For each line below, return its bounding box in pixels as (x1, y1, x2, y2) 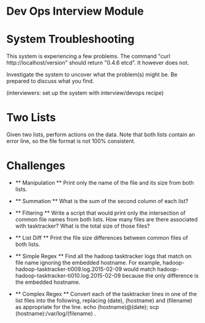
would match (123, 265, 156, 273)
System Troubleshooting (6, 32, 135, 46)
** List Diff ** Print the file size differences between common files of (15, 234, 188, 241)
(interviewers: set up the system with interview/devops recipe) (6, 89, 164, 97)
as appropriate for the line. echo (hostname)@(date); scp (15, 303, 159, 310)
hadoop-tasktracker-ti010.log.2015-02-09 (15, 272, 121, 279)
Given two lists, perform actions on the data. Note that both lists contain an (6, 131, 195, 138)
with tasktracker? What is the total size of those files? (15, 222, 150, 229)
